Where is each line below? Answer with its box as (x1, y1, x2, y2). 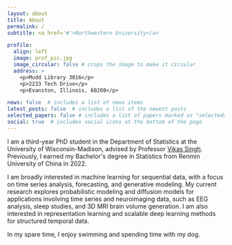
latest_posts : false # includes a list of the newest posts (7, 106, 187, 112)
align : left (13, 48, 48, 55)
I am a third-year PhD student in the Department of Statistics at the (7, 137, 197, 146)
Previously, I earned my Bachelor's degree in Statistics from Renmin (7, 152, 200, 160)
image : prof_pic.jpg (13, 55, 72, 62)
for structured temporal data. (7, 217, 90, 225)
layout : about (7, 10, 48, 17)
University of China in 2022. (7, 159, 88, 168)
